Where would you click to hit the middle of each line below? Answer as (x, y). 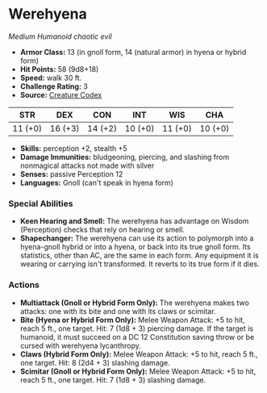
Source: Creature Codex (61, 94)
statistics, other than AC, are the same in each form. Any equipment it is (140, 256)
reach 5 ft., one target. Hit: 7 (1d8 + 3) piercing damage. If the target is (137, 328)
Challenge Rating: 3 (54, 86)
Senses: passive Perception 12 (71, 174)
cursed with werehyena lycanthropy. (80, 345)
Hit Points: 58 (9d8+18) (59, 69)
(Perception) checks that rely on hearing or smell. (102, 230)
